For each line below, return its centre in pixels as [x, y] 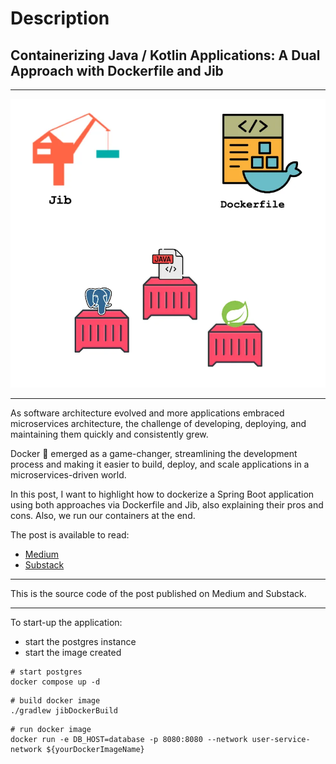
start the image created [73, 653]
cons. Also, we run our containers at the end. [103, 516]
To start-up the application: [66, 623]
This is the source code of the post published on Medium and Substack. [158, 594]
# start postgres [46, 672]
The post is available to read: [70, 535]
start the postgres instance [80, 642]
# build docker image [55, 701]
